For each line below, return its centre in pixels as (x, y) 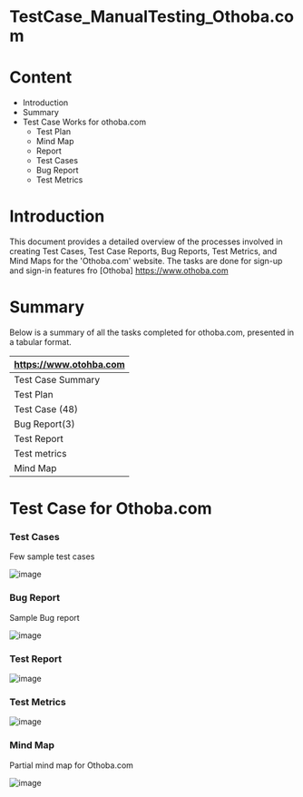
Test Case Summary (57, 380)
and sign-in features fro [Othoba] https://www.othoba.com (119, 271)
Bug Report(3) (44, 424)
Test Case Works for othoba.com (84, 122)
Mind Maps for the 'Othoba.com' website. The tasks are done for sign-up (146, 261)
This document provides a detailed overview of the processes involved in (146, 241)
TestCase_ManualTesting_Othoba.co (152, 17)
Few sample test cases (52, 556)
